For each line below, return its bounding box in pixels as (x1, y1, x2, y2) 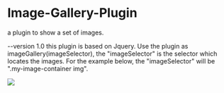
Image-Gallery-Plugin (7, 5, 138, 21)
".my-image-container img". (7, 64, 89, 73)
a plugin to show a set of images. (7, 28, 104, 37)
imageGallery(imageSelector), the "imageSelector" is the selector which (7, 49, 218, 58)
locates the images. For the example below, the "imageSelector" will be (7, 56, 215, 65)
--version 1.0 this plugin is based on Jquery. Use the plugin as (7, 42, 189, 50)
